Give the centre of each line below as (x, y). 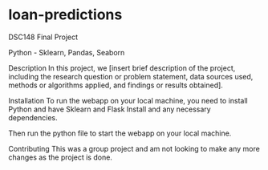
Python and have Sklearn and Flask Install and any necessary (110, 109)
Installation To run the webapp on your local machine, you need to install (128, 100)
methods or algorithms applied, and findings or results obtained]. (116, 85)
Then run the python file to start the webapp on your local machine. (120, 133)
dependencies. (33, 117)
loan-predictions (65, 15)
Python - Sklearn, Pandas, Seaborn (67, 52)
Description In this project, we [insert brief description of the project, (122, 68)
